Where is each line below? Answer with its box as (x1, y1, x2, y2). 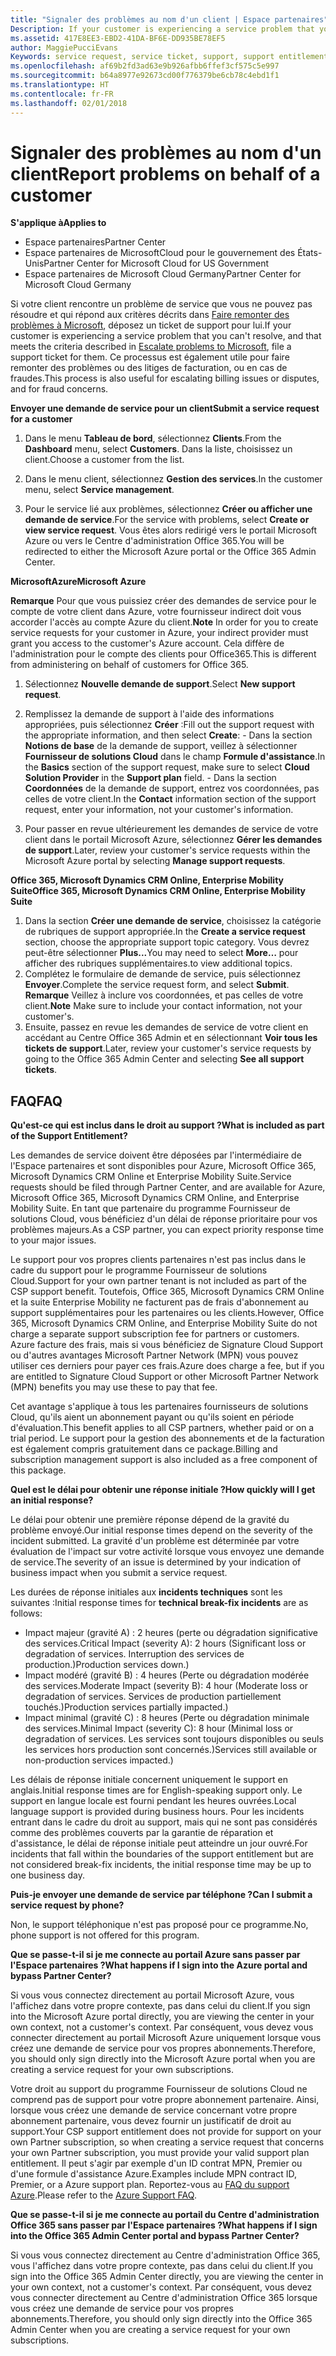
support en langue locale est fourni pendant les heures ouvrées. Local (10, 1795, 297, 1807)
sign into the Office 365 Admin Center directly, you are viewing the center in (10, 2271, 324, 2283)
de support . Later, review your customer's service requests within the (24, 844, 311, 856)
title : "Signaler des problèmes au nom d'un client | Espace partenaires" (10, 14, 329, 25)
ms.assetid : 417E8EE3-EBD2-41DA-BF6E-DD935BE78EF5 (10, 33, 226, 43)
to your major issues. (10, 1234, 97, 1246)
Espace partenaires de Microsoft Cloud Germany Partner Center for (24, 268, 302, 280)
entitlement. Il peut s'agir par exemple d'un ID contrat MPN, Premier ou (10, 2157, 303, 2170)
